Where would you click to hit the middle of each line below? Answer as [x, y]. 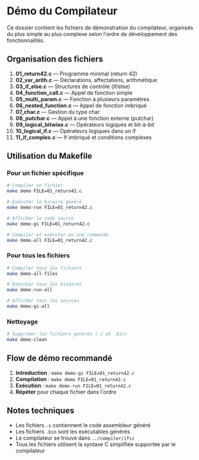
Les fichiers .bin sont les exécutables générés [73, 431]
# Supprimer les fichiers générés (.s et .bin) [67, 334]
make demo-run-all [30, 290]
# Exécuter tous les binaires [45, 285]
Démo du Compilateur [62, 11]
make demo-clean [27, 340]
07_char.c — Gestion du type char [58, 111]
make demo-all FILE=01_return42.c [50, 240]
